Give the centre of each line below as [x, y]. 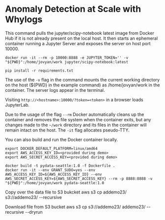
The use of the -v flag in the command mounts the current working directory [82, 80]
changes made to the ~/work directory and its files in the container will [76, 125]
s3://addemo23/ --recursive [34, 197]
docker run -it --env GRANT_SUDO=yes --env [50, 170]
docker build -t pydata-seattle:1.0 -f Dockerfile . [60, 165]
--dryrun [34, 212]
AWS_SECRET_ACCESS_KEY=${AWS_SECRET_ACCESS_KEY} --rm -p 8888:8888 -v [79, 179]
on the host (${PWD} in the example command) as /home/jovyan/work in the [82, 85]
